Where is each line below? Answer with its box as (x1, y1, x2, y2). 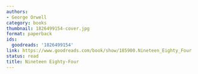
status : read (6, 53, 39, 59)
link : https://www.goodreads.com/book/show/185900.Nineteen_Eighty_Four (6, 48, 192, 54)
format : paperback (6, 31, 52, 37)
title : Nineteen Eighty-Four (6, 58, 79, 64)
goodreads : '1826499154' (11, 42, 74, 48)
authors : (6, 8, 28, 15)
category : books (6, 20, 47, 26)
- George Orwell (6, 14, 47, 20)
